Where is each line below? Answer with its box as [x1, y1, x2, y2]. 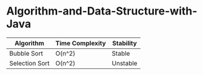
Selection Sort [9, 59, 50, 67]
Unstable [111, 59, 138, 67]
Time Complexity [55, 39, 106, 47]
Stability [111, 39, 138, 47]
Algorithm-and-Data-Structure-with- [6, 4, 198, 18]
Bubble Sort [9, 49, 44, 57]
